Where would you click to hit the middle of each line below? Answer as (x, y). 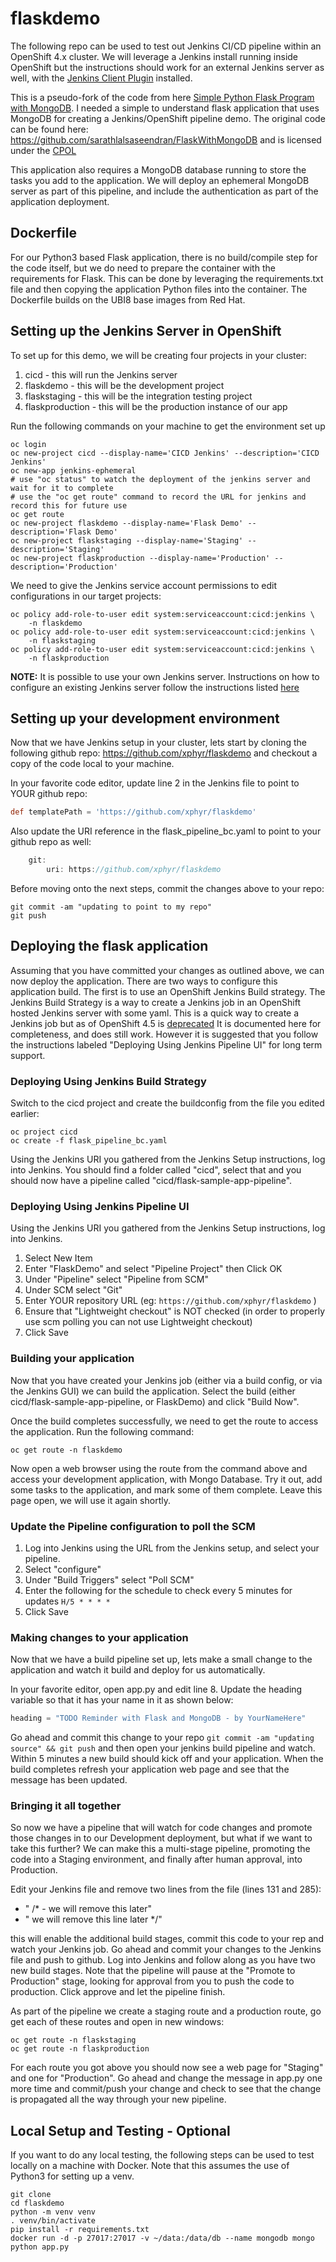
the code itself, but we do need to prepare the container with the (143, 268)
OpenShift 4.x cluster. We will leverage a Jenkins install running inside (154, 56)
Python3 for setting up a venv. (72, 2176)
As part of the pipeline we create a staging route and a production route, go (166, 2011)
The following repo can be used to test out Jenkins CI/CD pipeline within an (166, 46)
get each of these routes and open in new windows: (117, 2022)
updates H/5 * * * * (67, 1601)
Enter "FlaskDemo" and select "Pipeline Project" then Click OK (153, 1269)
